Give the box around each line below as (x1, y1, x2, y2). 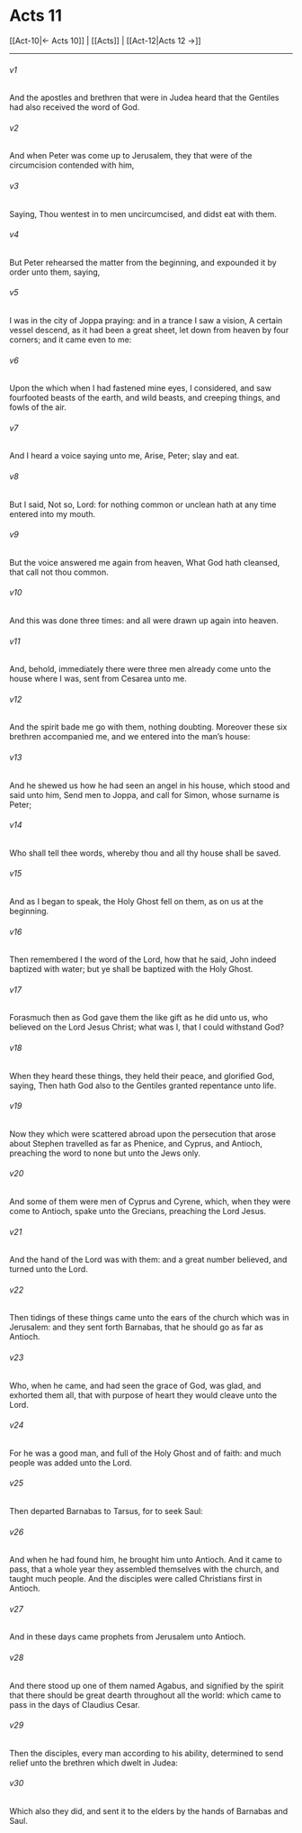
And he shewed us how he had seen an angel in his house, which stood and (9, 780, 290, 791)
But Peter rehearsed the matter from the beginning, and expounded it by (9, 257, 277, 268)
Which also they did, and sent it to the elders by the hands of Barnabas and (9, 1806, 289, 1817)
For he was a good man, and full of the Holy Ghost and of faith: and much (9, 1447, 281, 1458)
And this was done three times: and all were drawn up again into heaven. (9, 614, 279, 626)
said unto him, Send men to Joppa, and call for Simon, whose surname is (9, 789, 280, 800)
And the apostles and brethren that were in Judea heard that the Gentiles (9, 92, 280, 104)
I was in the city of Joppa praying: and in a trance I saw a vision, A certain (9, 314, 283, 325)
